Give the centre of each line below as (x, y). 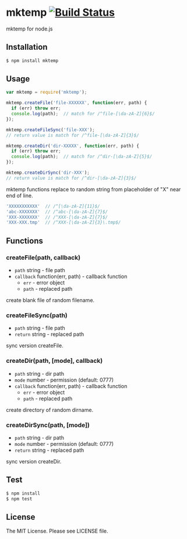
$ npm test (19, 499)
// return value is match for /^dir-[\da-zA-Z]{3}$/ (71, 178)
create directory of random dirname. (50, 410)
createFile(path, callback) (43, 258)
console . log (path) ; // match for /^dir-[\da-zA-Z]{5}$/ (82, 157)
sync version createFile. (35, 346)
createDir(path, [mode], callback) (54, 361)
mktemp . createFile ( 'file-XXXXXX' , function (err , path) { (77, 103)
